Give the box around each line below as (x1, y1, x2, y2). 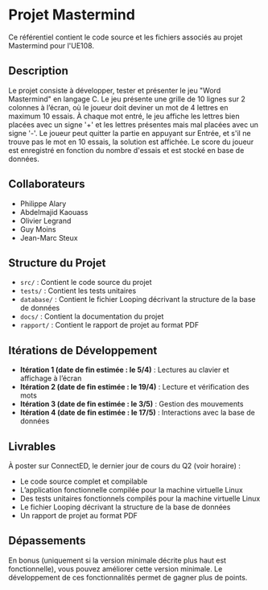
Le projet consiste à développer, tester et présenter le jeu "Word (8, 85, 221, 95)
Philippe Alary (19, 199, 67, 208)
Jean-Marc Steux (19, 233, 78, 242)
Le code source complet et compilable (19, 477, 148, 486)
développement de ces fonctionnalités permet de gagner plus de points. (8, 572, 248, 582)
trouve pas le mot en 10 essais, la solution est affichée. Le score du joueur (8, 137, 254, 146)
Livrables (8, 439, 56, 453)
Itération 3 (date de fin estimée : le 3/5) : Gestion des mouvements (19, 399, 244, 409)
